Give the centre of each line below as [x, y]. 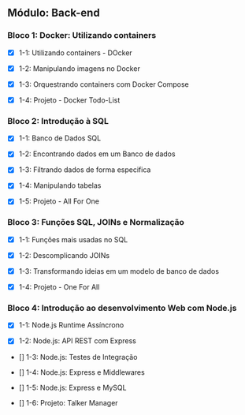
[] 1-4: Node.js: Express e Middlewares [82, 372]
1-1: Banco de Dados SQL [60, 138]
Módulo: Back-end [54, 13]
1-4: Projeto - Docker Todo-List [69, 100]
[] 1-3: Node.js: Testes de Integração [78, 357]
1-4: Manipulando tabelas [60, 185]
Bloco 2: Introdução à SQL [58, 121]
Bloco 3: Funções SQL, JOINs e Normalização [96, 222]
